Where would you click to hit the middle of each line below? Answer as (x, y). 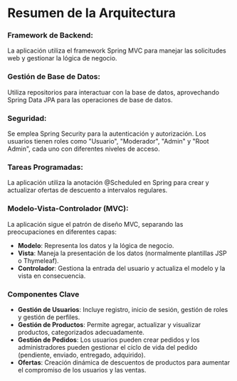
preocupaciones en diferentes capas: (62, 232)
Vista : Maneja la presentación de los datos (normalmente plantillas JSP (122, 253)
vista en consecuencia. (52, 276)
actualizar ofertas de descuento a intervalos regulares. (88, 190)
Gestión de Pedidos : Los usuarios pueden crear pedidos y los (109, 340)
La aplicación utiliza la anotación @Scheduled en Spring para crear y (108, 183)
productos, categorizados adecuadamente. (81, 332)
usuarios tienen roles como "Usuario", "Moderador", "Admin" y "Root (108, 141)
